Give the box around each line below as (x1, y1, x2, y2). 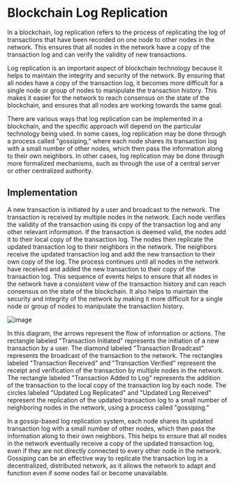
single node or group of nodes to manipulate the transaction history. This (7, 86, 217, 94)
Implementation (7, 187, 78, 199)
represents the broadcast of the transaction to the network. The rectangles (7, 351, 223, 359)
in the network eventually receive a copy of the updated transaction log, (7, 439, 214, 447)
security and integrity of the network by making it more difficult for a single (7, 294, 224, 303)
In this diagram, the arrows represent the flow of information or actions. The (7, 329, 226, 337)
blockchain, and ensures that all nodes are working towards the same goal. (7, 101, 224, 109)
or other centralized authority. (7, 166, 93, 175)
